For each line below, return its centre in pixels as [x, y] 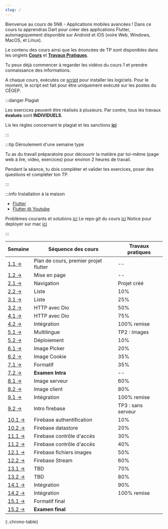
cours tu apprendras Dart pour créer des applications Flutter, [68, 29]
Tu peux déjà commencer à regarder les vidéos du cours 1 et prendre [76, 65]
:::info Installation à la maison [35, 194]
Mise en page [50, 275]
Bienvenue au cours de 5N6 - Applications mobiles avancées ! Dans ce [78, 24]
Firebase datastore [56, 428]
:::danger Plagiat [22, 100]
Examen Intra [50, 373]
